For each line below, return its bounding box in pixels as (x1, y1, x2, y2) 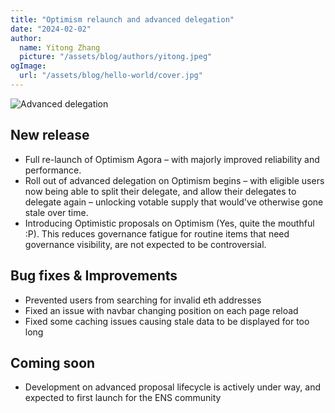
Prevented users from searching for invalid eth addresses (24, 294, 262, 306)
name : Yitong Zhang (19, 42, 101, 53)
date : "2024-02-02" (10, 24, 92, 34)
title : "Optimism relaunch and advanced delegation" (10, 14, 235, 25)
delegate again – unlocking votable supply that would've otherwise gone (24, 196, 324, 208)
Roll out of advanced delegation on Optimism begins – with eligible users (24, 174, 325, 186)
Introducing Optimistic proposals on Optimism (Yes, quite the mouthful (24, 217, 315, 229)
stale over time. (24, 206, 89, 218)
